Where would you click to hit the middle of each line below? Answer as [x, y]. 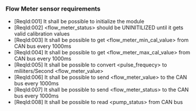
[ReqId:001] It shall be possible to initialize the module [79, 22]
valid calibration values [42, 34]
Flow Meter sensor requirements [53, 9]
